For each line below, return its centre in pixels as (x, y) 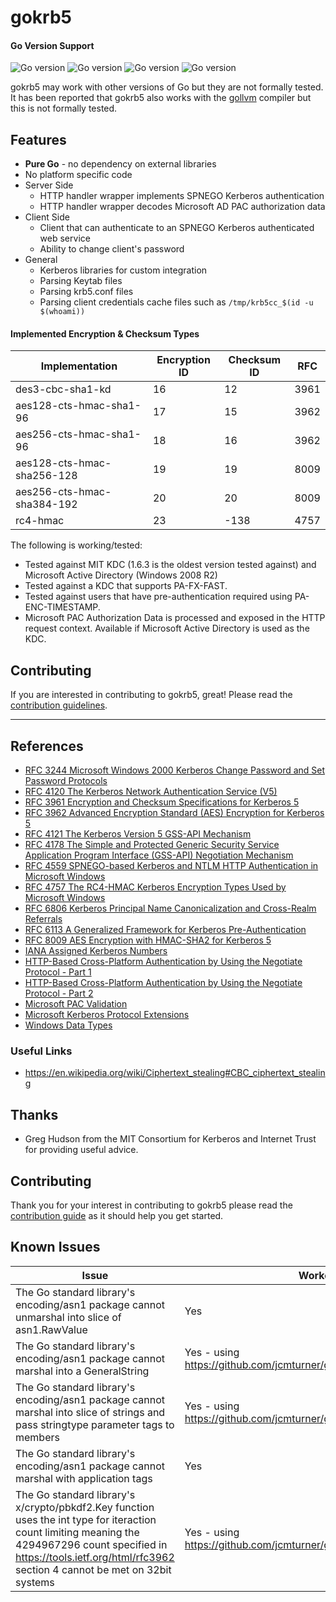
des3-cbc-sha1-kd (63, 389)
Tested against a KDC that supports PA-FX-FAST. (126, 586)
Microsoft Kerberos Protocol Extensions (107, 1015)
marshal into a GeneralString (82, 1371)
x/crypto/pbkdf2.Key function (85, 1507)
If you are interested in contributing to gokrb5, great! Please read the (151, 695)
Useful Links (41, 1051)
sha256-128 (46, 476)
